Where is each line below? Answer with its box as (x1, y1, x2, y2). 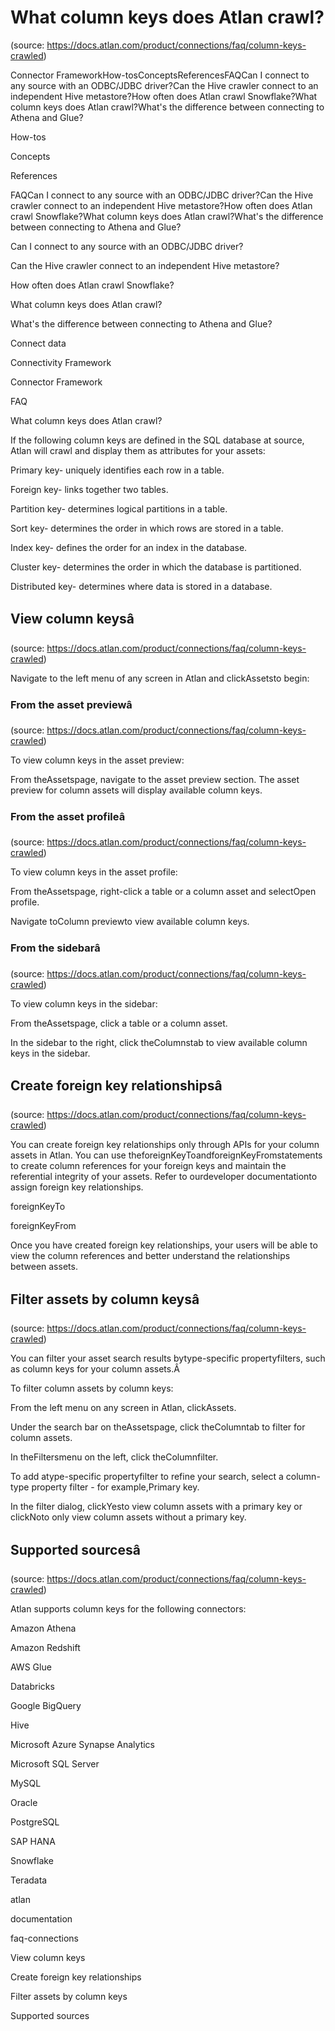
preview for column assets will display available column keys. (10, 784, 263, 796)
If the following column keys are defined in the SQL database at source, (10, 434, 305, 446)
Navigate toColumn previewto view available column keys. (10, 916, 250, 928)
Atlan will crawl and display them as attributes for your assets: (10, 444, 266, 456)
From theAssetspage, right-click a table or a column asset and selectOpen (10, 886, 317, 898)
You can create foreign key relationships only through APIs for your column (10, 1139, 320, 1151)
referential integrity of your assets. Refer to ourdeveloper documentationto (10, 1171, 318, 1183)
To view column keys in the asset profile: (10, 866, 178, 878)
